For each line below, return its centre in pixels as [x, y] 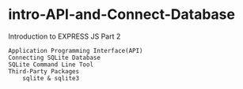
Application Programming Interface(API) [76, 50]
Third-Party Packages [44, 71]
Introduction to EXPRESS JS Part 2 [65, 36]
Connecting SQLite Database [55, 57]
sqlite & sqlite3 [51, 78]
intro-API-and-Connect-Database [122, 15]
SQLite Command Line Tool [51, 65]
